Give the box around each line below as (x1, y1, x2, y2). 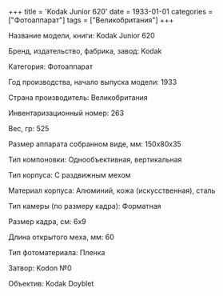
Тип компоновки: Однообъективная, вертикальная (8, 155, 182, 164)
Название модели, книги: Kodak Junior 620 (8, 31, 156, 40)
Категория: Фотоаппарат (8, 62, 94, 71)
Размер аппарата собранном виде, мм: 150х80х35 (8, 139, 181, 149)
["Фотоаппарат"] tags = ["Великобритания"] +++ (8, 15, 174, 25)
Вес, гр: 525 (8, 124, 50, 133)
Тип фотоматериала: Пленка (8, 248, 106, 257)
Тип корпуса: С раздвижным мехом (8, 170, 131, 179)
